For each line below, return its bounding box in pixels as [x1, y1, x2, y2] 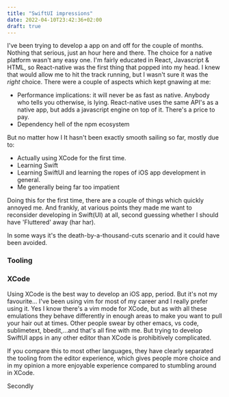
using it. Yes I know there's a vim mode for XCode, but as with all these [7, 304, 207, 312]
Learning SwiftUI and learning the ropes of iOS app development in [16, 168, 206, 177]
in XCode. [7, 368, 36, 376]
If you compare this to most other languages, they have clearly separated [7, 346, 214, 355]
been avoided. [7, 239, 48, 247]
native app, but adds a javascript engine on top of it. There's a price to [16, 105, 215, 114]
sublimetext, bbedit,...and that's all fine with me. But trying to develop [7, 326, 203, 334]
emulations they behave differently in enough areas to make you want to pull [7, 311, 222, 320]
